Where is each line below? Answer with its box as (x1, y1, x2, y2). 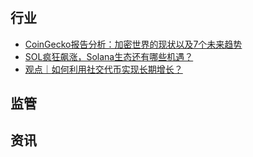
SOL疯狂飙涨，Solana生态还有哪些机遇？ (24, 50, 194, 62)
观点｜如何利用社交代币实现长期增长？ (24, 63, 183, 75)
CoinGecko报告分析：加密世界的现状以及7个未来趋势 (24, 38, 243, 50)
